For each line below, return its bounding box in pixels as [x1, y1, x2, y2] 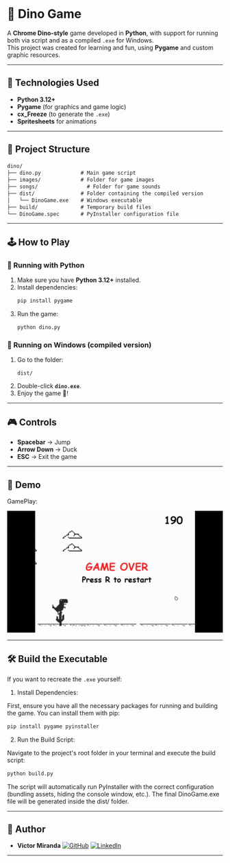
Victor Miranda [16, 842, 62, 850]
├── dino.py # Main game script [7, 169, 136, 176]
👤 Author [7, 823, 46, 835]
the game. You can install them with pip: [7, 709, 120, 717]
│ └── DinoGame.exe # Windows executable [7, 197, 142, 204]
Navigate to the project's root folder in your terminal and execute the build [7, 748, 216, 757]
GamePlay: [7, 497, 38, 505]
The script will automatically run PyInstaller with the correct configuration [7, 782, 214, 791]
